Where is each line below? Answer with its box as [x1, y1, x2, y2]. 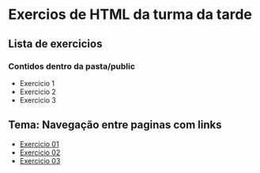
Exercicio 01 [19, 139, 59, 149]
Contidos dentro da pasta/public [8, 61, 136, 72]
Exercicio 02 [19, 148, 61, 157]
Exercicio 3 [19, 95, 57, 104]
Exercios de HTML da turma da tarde [8, 6, 253, 24]
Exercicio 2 [19, 87, 57, 96]
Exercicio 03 [19, 156, 61, 165]
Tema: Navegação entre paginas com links [8, 118, 223, 132]
